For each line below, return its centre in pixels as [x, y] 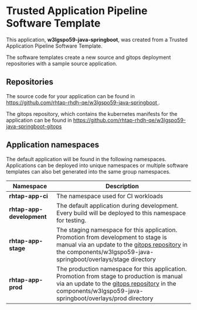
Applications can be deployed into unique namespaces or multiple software [97, 165]
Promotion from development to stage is [112, 237]
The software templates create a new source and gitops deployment [89, 57]
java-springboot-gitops [34, 126]
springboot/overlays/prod [92, 298]
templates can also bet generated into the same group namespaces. [89, 171]
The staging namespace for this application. [117, 229]
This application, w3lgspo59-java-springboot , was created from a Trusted [97, 39]
